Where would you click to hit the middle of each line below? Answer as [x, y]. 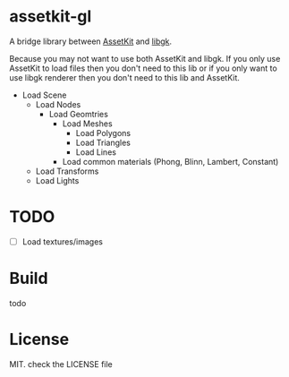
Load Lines [96, 152]
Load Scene [44, 95]
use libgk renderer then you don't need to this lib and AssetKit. [124, 77]
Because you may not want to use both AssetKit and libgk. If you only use [145, 58]
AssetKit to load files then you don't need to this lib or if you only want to [143, 68]
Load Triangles [103, 142]
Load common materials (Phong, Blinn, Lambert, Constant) [170, 161]
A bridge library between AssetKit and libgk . [91, 41]
